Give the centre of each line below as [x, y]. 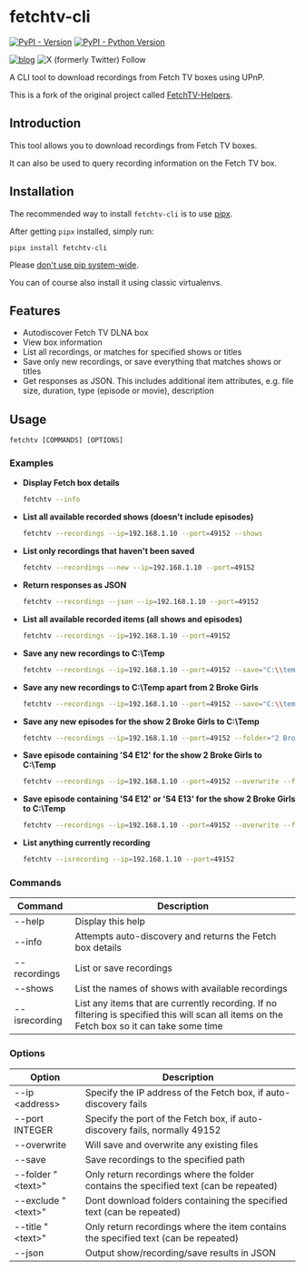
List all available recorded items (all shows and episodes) [133, 619]
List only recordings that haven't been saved [108, 551]
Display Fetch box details [71, 483]
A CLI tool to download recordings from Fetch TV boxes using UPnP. [137, 77]
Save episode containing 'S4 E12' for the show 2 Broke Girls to [142, 755]
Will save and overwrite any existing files [172, 1145]
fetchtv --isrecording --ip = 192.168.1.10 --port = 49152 [128, 860]
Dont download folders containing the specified [186, 1200]
